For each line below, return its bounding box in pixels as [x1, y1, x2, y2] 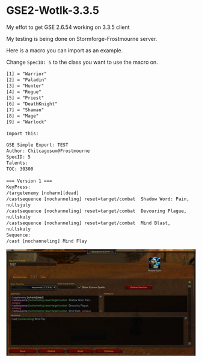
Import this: [6, 130, 39, 137]
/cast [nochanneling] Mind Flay [6, 238, 87, 244]
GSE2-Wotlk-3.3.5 [6, 4, 100, 17]
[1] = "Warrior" [6, 70, 47, 77]
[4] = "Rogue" [6, 88, 42, 95]
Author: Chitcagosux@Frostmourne [6, 148, 90, 154]
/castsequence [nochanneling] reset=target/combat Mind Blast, [6, 220, 171, 226]
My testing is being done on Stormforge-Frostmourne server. [6, 35, 158, 42]
